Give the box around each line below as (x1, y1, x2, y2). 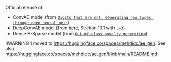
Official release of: (5, 5, 44, 10)
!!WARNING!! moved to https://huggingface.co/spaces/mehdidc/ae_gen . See (5, 40, 166, 46)
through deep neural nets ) (12, 20, 70, 25)
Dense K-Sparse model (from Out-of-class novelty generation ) (12, 30, 148, 36)
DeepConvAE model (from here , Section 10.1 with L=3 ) (12, 25, 125, 31)
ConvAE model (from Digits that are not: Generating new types (12, 14, 151, 20)
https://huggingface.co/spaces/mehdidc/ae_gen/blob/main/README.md (5, 51, 158, 57)
